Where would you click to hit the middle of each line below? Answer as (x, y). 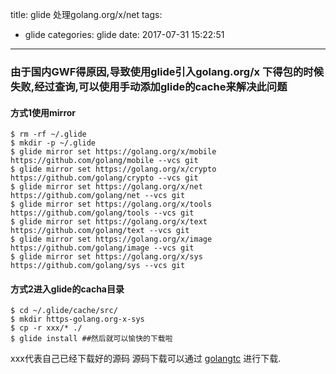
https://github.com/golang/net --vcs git (98, 196)
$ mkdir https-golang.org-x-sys (77, 319)
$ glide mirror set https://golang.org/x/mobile (113, 152)
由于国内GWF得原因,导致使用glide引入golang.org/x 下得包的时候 (167, 71)
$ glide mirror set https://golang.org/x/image (111, 239)
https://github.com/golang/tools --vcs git (102, 213)
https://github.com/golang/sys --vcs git (98, 266)
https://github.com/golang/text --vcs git (100, 231)
